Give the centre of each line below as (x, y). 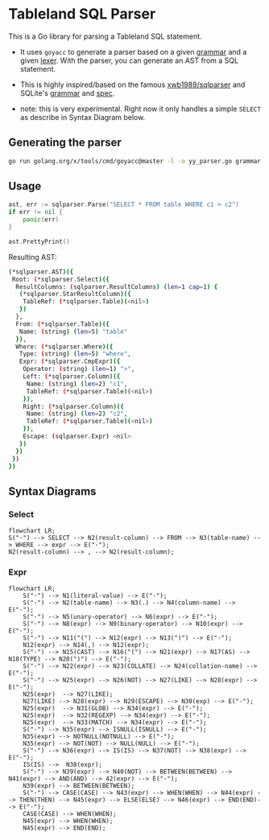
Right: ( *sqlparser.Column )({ (74, 406)
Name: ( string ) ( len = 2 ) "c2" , (77, 414)
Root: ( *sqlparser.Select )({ (61, 279)
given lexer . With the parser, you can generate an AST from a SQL (129, 60)
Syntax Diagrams (52, 491)
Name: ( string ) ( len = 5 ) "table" (73, 331)
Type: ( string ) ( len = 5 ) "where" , (75, 354)
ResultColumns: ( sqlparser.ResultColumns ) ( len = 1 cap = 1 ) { (117, 286)
